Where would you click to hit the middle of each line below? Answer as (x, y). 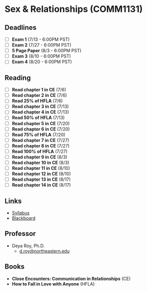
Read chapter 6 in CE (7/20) (41, 129)
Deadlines (21, 28)
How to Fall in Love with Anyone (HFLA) (53, 284)
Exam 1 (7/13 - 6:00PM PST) (41, 39)
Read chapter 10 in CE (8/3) (40, 162)
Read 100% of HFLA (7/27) (40, 151)
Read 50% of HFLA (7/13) (38, 118)
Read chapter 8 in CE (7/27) (41, 146)
